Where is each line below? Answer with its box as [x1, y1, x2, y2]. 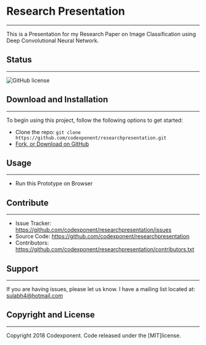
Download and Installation [6, 94, 109, 105]
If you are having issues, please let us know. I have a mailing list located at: [6, 286, 196, 292]
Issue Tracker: [15, 219, 51, 227]
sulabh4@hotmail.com [6, 292, 63, 299]
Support [6, 263, 39, 274]
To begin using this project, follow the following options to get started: [6, 116, 183, 124]
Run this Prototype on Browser [15, 180, 93, 188]
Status [6, 55, 32, 65]
